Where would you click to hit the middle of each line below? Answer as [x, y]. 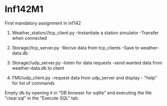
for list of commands [33, 83]
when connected [29, 38]
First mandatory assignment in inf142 [43, 23]
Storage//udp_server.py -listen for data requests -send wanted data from [87, 62]
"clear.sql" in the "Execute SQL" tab [41, 98]
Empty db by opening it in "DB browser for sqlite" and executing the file [78, 92]
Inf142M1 [24, 9]
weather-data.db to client [38, 68]
